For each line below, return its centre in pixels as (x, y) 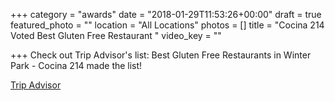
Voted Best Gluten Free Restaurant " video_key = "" (116, 35)
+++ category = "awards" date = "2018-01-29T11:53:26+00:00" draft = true (166, 14)
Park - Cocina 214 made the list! (76, 65)
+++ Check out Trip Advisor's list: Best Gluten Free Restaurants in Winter (161, 55)
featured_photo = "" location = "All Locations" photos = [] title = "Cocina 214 (167, 25)
